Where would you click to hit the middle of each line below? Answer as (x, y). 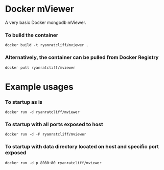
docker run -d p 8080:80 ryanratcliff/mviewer (53, 163)
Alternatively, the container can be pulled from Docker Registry (82, 57)
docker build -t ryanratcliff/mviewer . (47, 45)
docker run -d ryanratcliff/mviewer (42, 112)
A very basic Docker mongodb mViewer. (46, 22)
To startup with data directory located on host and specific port (82, 147)
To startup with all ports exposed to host (54, 124)
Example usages (39, 87)
